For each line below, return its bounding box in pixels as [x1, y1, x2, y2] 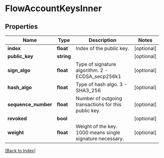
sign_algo [7, 67, 31, 74]
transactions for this [75, 101, 122, 108]
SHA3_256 [75, 87, 101, 94]
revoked [7, 115, 27, 122]
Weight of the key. [75, 123, 118, 130]
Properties [5, 22, 38, 31]
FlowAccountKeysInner [5, 3, 102, 14]
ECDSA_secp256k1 [75, 73, 122, 79]
